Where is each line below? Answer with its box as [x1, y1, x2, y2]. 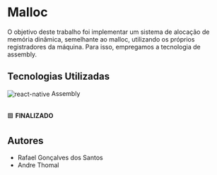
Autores [7, 135, 44, 147]
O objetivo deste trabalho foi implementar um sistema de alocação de [7, 28, 210, 36]
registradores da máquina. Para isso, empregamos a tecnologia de [7, 42, 201, 51]
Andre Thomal [17, 161, 59, 169]
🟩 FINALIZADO [7, 111, 54, 120]
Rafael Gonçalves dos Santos [17, 153, 104, 162]
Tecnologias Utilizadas [7, 71, 110, 83]
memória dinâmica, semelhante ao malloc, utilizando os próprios [7, 35, 195, 43]
